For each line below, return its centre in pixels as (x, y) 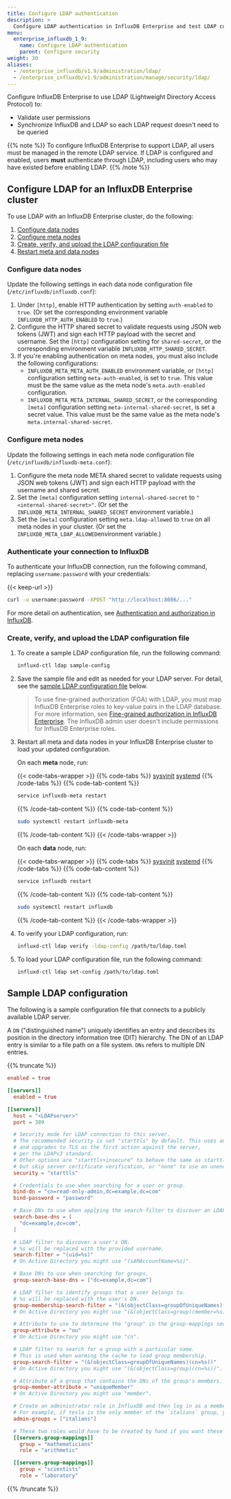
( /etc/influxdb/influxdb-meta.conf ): (59, 462)
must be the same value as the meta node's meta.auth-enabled (116, 385)
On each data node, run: (52, 848)
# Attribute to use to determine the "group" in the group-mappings (113, 1324)
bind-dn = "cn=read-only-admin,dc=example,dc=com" (87, 1192)
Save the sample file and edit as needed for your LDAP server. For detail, (120, 679)
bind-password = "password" (54, 1198)
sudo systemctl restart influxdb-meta (73, 822)
